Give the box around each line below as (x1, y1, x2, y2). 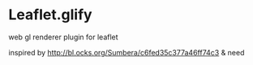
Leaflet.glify (8, 6, 92, 24)
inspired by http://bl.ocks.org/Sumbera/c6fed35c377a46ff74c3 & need (8, 47, 245, 57)
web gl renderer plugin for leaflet (8, 32, 119, 42)
